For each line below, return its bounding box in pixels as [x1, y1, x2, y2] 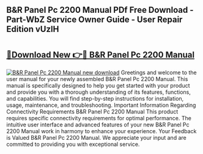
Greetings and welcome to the [120, 69, 197, 76]
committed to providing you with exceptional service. [6, 141, 140, 148]
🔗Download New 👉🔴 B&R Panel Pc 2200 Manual [6, 49, 194, 60]
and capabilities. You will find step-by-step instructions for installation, [6, 95, 184, 102]
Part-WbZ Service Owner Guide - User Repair [6, 15, 183, 25]
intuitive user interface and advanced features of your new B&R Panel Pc [6, 121, 190, 128]
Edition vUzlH [6, 24, 59, 34]
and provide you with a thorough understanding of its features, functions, [6, 88, 191, 96]
